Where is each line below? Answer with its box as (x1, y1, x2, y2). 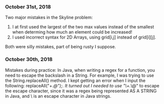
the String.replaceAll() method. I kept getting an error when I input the (5, 77, 146, 83)
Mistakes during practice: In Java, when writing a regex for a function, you (5, 67, 155, 73)
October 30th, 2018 (5, 56, 53, 63)
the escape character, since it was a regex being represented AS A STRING (5, 88, 157, 94)
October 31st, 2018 (5, 3, 51, 10)
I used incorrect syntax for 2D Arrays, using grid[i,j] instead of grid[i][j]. (12, 34, 157, 40)
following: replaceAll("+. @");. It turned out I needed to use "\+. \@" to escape (5, 83, 160, 88)
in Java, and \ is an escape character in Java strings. (5, 93, 112, 99)
